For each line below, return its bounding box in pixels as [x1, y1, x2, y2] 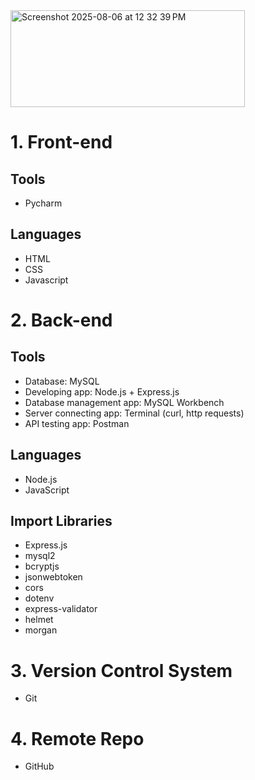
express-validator [24, 603, 98, 615]
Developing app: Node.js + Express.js [24, 385, 180, 398]
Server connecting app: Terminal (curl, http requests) [24, 407, 245, 419]
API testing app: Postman [24, 417, 130, 429]
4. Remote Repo [10, 727, 145, 750]
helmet [24, 614, 54, 626]
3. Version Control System [10, 659, 233, 682]
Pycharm [24, 197, 63, 209]
